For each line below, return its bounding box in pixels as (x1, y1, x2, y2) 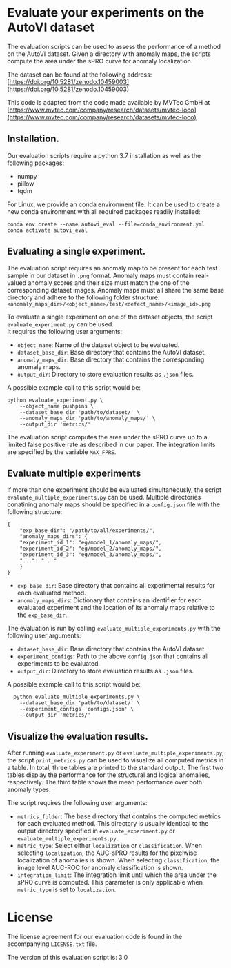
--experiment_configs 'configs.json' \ (19, 706, 134, 713)
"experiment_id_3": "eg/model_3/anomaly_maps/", (19, 551, 162, 558)
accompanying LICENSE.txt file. (7, 940, 98, 948)
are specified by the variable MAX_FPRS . (7, 447, 117, 456)
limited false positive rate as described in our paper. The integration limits (7, 440, 216, 448)
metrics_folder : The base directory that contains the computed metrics (17, 812, 221, 820)
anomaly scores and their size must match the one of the (28, 278, 190, 287)
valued (7, 278, 27, 287)
